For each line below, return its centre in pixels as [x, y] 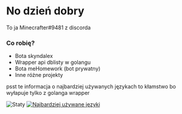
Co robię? [20, 43]
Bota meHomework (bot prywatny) [57, 69]
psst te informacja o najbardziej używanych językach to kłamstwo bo [91, 87]
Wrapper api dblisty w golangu [53, 62]
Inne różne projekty [39, 75]
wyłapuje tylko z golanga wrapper [48, 93]
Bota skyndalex [34, 56]
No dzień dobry [45, 11]
